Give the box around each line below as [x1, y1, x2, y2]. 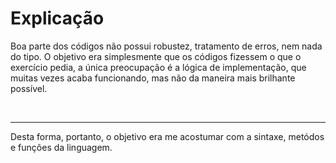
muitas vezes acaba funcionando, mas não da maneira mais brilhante [10, 72, 296, 84]
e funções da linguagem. [10, 141, 113, 153]
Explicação [10, 7, 105, 30]
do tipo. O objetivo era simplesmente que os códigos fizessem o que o [10, 50, 302, 62]
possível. [10, 82, 48, 94]
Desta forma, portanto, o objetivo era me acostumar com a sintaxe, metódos [10, 130, 325, 142]
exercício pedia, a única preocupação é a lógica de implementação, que [10, 61, 307, 73]
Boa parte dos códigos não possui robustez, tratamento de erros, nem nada [10, 40, 323, 52]
